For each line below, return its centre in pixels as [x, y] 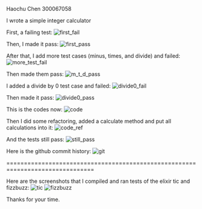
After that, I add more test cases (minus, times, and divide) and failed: [93, 56]
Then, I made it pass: [32, 44]
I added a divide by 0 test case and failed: [59, 86]
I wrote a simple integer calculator [49, 20]
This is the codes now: [35, 109]
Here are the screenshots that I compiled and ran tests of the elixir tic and [98, 181]
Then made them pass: [35, 74]
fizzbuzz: [18, 187]
